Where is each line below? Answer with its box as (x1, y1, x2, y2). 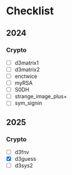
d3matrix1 (14, 59, 39, 66)
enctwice (14, 73, 38, 80)
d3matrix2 (14, 65, 40, 73)
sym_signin (14, 99, 42, 107)
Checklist (6, 4, 54, 18)
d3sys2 (14, 162, 34, 169)
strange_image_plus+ (14, 93, 67, 100)
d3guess (14, 155, 37, 162)
